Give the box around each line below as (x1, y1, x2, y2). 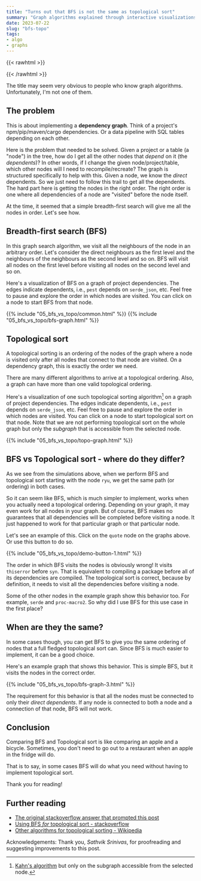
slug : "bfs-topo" (6, 25, 50, 32)
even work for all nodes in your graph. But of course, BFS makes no (6, 507, 173, 514)
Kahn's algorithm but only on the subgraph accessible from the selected (14, 862, 193, 870)
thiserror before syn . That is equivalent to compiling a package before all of (6, 568, 194, 575)
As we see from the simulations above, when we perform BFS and (6, 470, 169, 477)
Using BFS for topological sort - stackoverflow (14, 820, 130, 828)
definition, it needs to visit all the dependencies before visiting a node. (6, 580, 179, 587)
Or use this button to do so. (6, 538, 74, 545)
